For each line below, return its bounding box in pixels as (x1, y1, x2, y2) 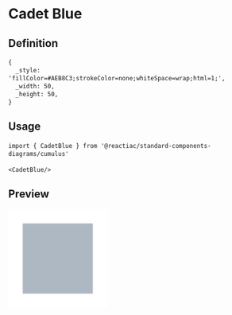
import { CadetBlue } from (8, 142, 98, 150)
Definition (8, 37, 58, 50)
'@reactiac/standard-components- (100, 142, 212, 150)
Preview (8, 188, 50, 201)
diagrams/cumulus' (8, 150, 69, 157)
